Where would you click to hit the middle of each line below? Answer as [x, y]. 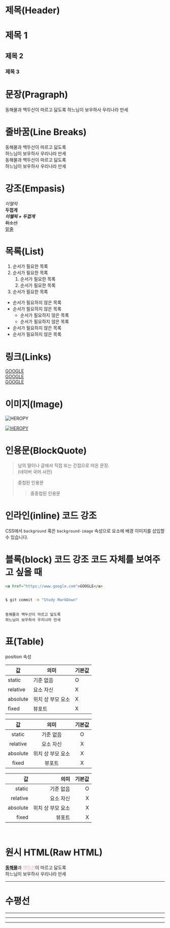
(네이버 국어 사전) [35, 472]
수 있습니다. [17, 537]
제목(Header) [33, 10]
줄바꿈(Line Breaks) [46, 132]
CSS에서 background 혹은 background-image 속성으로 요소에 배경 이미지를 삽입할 [85, 531]
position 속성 [18, 657]
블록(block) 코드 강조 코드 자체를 [70, 560]
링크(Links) [28, 357]
